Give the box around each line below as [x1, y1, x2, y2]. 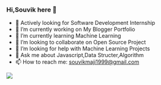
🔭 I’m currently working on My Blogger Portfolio [15, 25, 136, 33]
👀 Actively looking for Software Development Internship [15, 19, 155, 27]
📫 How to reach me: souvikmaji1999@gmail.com [15, 58, 140, 66]
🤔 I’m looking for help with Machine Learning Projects [15, 45, 150, 52]
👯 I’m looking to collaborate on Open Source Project [15, 39, 146, 46]
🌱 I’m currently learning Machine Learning [15, 32, 121, 39]
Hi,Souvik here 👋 [6, 5, 57, 14]
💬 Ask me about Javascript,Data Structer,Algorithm [15, 52, 144, 59]
